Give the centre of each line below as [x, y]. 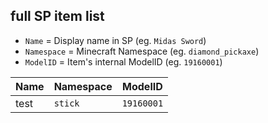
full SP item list [57, 16]
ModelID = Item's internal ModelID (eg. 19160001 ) [123, 61]
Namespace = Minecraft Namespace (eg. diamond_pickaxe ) [142, 51]
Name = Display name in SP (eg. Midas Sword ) [115, 40]
